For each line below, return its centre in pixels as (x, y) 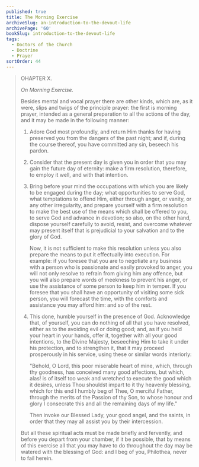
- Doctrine (25, 50)
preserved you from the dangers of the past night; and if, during (107, 138)
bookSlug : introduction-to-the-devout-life (61, 34)
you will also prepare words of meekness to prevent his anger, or (109, 279)
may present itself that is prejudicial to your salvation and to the (107, 230)
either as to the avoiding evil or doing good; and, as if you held (106, 329)
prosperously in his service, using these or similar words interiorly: (110, 354)
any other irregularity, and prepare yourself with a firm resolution (108, 205)
